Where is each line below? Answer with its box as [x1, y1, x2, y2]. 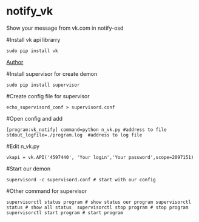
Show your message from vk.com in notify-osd [6, 24, 124, 32]
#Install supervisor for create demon [6, 70, 98, 77]
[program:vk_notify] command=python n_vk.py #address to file [6, 126, 167, 133]
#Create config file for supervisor [6, 92, 90, 99]
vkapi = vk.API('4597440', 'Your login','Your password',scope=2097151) [6, 154, 194, 160]
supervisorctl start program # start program [6, 209, 123, 216]
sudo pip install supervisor [6, 82, 80, 88]
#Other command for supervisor [6, 187, 87, 195]
